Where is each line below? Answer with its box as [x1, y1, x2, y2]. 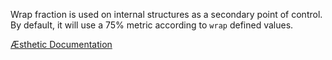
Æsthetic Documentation [10, 39, 113, 50]
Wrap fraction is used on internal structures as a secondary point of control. [10, 9, 323, 20]
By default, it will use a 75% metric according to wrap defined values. [10, 19, 294, 31]
